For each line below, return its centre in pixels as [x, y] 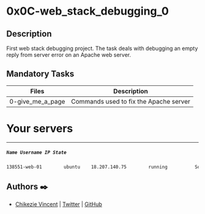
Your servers [40, 129]
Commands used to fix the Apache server [131, 101]
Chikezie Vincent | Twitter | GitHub [59, 204]
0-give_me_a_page [37, 101]
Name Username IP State [37, 153]
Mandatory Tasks [40, 74]
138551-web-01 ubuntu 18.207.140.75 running [87, 167]
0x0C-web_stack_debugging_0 [88, 11]
